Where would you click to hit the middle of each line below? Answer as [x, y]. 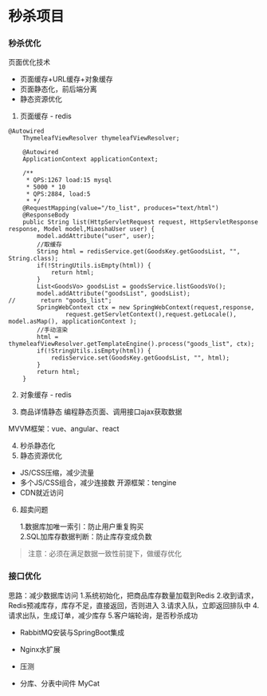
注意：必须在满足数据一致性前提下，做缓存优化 [104, 554]
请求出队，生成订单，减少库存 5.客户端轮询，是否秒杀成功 [103, 615]
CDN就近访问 [41, 493]
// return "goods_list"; [60, 300]
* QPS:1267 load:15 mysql [69, 181]
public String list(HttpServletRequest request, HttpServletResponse [141, 222]
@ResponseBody [46, 215]
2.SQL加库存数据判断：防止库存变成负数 [86, 537]
